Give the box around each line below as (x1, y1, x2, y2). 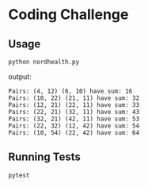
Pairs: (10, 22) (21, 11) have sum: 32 (8, 94, 140, 102)
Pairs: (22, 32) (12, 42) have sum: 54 (8, 122, 140, 130)
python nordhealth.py (8, 58, 80, 66)
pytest (8, 171, 30, 179)
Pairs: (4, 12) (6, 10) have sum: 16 (8, 87, 133, 95)
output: (8, 72, 32, 81)
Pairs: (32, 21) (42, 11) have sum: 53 (8, 115, 140, 123)
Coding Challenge (8, 6, 129, 24)
